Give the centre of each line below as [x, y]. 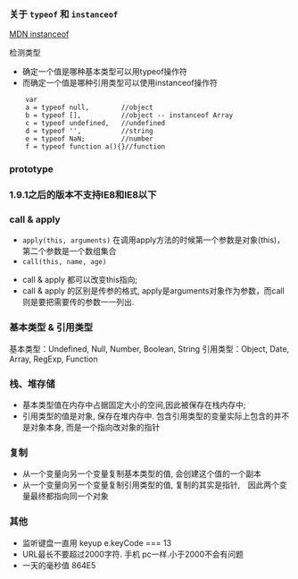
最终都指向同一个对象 [69, 496]
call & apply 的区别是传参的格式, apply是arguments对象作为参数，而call [153, 291]
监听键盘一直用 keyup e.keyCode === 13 [97, 542]
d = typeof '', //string [89, 132]
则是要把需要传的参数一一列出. [78, 302]
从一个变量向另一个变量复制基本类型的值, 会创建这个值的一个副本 [141, 474]
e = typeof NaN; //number [89, 139]
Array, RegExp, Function [54, 359]
